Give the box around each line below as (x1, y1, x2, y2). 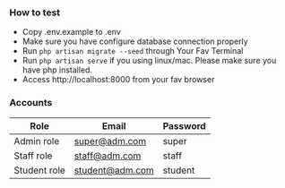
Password (162, 119, 206, 132)
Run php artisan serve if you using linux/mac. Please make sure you (22, 56, 277, 66)
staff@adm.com (73, 150, 142, 162)
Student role (13, 164, 65, 176)
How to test (9, 6, 61, 19)
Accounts (9, 97, 53, 109)
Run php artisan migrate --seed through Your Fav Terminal (22, 46, 244, 56)
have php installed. (22, 64, 92, 75)
